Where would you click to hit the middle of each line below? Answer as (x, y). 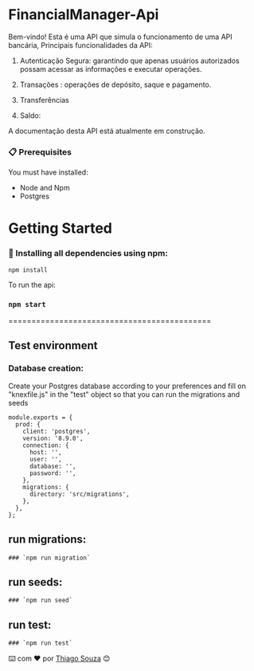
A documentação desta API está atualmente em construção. (107, 131)
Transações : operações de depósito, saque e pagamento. (115, 84)
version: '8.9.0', (53, 438)
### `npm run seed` (41, 600)
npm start (27, 304)
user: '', (45, 459)
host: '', (45, 452)
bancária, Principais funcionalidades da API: (80, 45)
